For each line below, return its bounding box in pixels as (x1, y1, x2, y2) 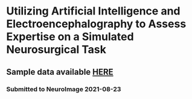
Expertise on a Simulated (6, 30, 134, 43)
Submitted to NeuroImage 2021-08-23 (6, 85, 121, 93)
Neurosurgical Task (6, 43, 107, 57)
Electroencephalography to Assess (6, 17, 187, 31)
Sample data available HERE (6, 66, 114, 77)
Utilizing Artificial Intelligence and (6, 4, 181, 18)
